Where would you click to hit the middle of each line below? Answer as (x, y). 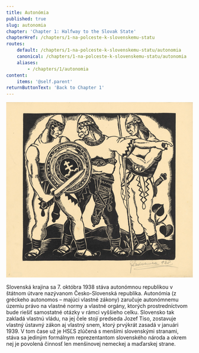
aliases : (28, 62)
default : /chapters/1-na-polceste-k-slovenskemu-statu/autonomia (99, 51)
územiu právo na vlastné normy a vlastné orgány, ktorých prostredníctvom (97, 305)
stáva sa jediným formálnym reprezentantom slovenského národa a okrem (96, 337)
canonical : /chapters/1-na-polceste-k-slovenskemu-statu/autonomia (102, 56)
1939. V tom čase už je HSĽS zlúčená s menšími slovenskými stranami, (92, 331)
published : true (26, 19)
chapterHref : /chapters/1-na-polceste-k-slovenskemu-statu (81, 38)
